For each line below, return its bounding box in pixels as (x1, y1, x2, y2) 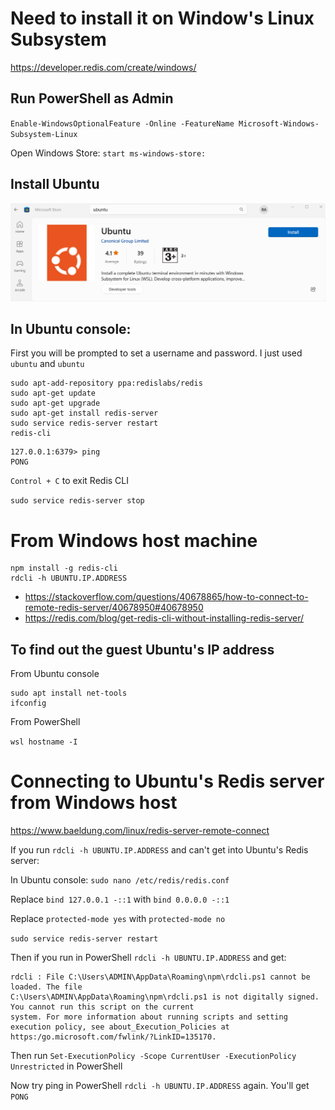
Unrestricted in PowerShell (10, 1060, 123, 1072)
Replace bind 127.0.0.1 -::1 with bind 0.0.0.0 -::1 (10, 893, 230, 906)
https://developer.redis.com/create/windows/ (10, 61, 197, 73)
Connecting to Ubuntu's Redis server (10, 770, 325, 793)
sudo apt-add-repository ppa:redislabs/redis (10, 378, 203, 389)
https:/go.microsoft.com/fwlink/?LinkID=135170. (10, 1032, 217, 1042)
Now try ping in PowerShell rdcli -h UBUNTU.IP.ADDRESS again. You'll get (10, 1080, 310, 1092)
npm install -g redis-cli (10, 563, 118, 574)
